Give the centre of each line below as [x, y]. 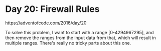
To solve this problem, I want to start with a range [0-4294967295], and [79, 32]
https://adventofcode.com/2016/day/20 [46, 23]
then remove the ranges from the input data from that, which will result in [81, 38]
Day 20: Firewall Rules [52, 9]
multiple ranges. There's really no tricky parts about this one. [68, 43]
